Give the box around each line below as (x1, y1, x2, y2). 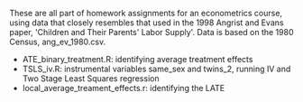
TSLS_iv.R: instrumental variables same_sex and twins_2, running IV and (22, 63, 291, 74)
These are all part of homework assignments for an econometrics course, (9, 8, 282, 18)
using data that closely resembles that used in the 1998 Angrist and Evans (9, 17, 284, 28)
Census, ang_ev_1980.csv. (9, 36, 106, 47)
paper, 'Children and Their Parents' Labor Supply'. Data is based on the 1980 (9, 27, 294, 37)
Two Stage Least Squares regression (22, 73, 160, 84)
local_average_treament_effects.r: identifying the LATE (22, 83, 225, 93)
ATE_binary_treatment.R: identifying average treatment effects (22, 54, 253, 64)
